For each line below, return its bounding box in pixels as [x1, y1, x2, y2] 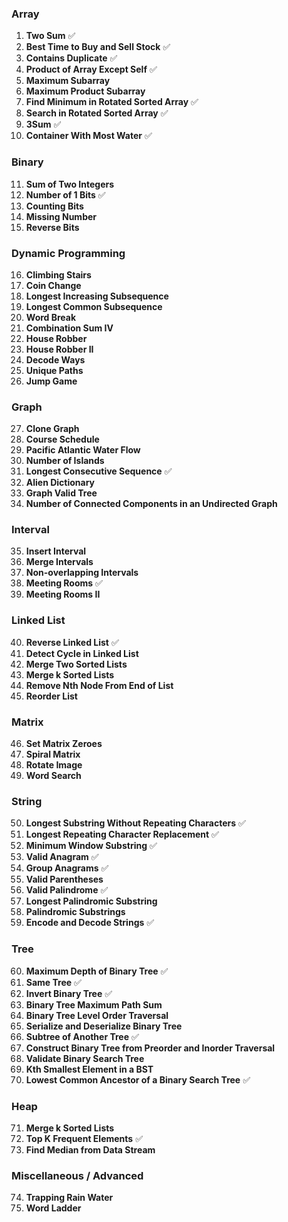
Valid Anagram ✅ [25, 851, 99, 863]
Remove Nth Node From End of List [25, 679, 174, 691]
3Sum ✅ [25, 118, 62, 131]
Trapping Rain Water [25, 1192, 114, 1204]
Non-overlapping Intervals [25, 567, 139, 579]
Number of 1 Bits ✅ [25, 188, 106, 201]
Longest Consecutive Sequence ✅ [25, 465, 173, 477]
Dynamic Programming [11, 246, 126, 260]
